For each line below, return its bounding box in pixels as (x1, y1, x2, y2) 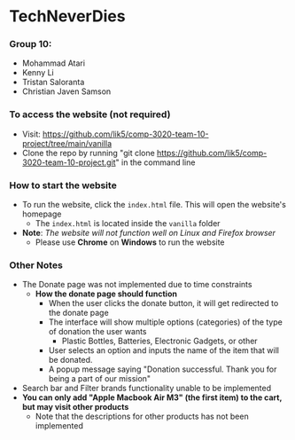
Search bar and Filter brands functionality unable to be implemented (21, 383, 272, 394)
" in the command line (115, 157, 196, 168)
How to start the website (9, 179, 117, 192)
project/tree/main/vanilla (21, 137, 113, 148)
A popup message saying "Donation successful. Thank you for (48, 364, 277, 374)
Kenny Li (21, 67, 55, 78)
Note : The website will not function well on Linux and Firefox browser (21, 228, 276, 239)
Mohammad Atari (21, 58, 86, 68)
